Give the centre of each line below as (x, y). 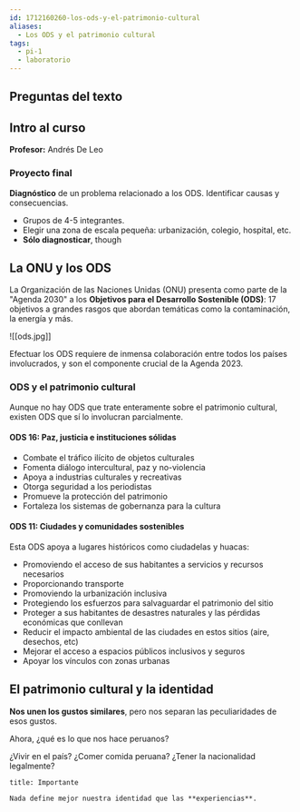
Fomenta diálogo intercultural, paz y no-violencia (114, 467)
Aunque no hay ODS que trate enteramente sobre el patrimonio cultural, (144, 407)
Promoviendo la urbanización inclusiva (95, 594)
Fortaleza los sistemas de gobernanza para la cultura (121, 506)
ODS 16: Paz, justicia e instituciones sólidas (93, 438)
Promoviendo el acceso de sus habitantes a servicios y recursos (143, 565)
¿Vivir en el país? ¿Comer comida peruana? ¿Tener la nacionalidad (133, 756)
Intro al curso (48, 128)
